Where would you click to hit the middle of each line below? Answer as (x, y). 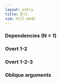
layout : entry (19, 10)
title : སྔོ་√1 (16, 14)
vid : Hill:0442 (20, 19)
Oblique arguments (28, 75)
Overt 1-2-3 (19, 62)
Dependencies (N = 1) (31, 36)
